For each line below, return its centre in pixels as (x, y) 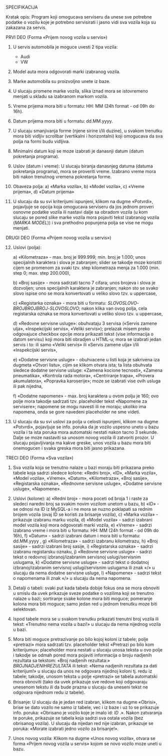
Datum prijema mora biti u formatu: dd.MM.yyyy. (63, 121)
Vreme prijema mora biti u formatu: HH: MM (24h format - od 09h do (83, 106)
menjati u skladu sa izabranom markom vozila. (60, 96)
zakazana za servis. (26, 28)
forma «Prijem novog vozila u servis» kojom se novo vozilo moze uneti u (87, 743)
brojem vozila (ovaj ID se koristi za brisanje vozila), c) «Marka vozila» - (85, 514)
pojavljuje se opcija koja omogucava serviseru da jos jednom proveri (83, 207)
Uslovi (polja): (27, 247)
